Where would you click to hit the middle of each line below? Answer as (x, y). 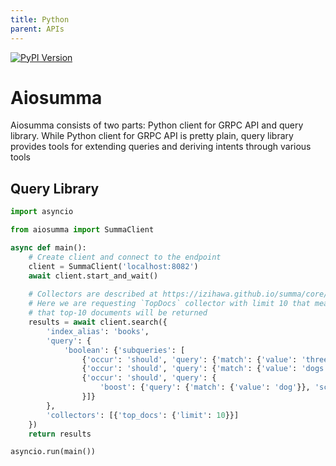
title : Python (40, 19)
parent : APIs (37, 29)
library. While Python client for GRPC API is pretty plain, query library (152, 136)
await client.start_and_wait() (93, 276)
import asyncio (42, 212)
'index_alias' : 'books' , (98, 331)
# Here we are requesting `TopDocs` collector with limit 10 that (169, 304)
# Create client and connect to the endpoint (125, 257)
